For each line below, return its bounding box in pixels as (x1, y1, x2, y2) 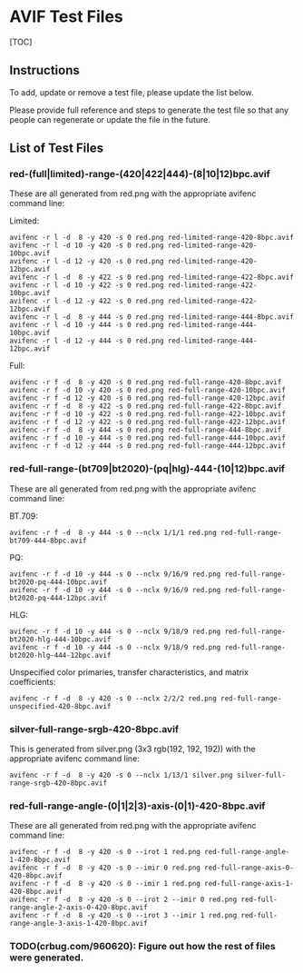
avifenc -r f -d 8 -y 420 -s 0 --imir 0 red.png (9, 863, 201, 873)
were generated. (9, 951, 84, 964)
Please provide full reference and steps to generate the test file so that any (9, 104, 288, 115)
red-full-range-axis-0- (203, 863, 295, 873)
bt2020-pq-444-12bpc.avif (9, 593, 107, 602)
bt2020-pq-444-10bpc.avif (9, 577, 107, 587)
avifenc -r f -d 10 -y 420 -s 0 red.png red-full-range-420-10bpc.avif (9, 386, 286, 395)
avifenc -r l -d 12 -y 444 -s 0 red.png (9, 336, 165, 346)
